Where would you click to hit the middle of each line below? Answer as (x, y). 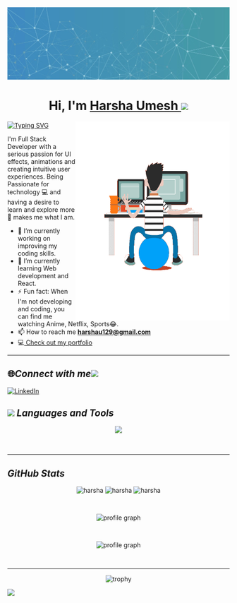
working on (34, 238)
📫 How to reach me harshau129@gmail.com (84, 332)
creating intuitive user (39, 169)
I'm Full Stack (27, 139)
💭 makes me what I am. (41, 217)
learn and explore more (41, 209)
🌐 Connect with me (49, 374)
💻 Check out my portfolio (55, 342)
